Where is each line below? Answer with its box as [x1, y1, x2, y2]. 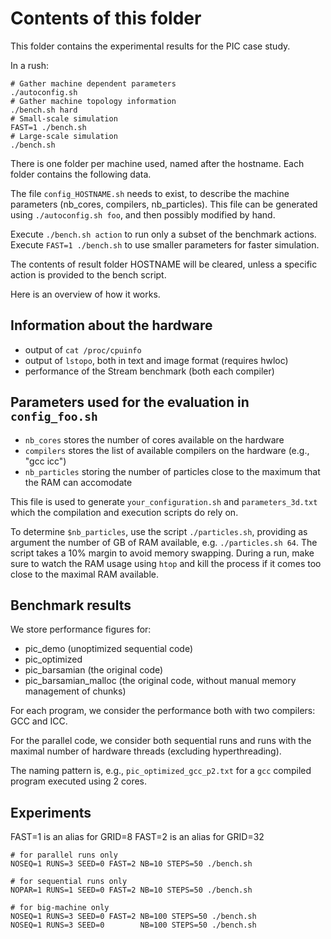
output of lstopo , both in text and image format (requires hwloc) [24, 354, 289, 366]
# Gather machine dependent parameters [10, 78, 177, 89]
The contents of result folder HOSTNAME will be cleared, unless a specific [10, 258, 318, 270]
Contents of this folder [10, 7, 202, 30]
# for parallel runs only [10, 850, 118, 861]
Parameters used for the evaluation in [10, 394, 250, 411]
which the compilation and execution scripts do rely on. [10, 506, 239, 518]
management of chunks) [24, 685, 127, 697]
